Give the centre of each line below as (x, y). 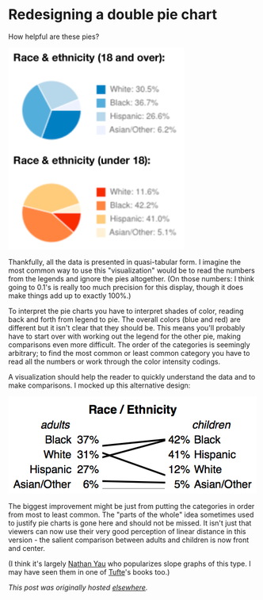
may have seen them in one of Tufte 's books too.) (89, 571)
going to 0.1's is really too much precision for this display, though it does (126, 287)
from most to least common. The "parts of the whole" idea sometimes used (131, 514)
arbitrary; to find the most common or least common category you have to (129, 353)
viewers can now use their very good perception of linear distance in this (127, 531)
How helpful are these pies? (54, 36)
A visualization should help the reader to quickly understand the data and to (132, 376)
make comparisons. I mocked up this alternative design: (99, 385)
